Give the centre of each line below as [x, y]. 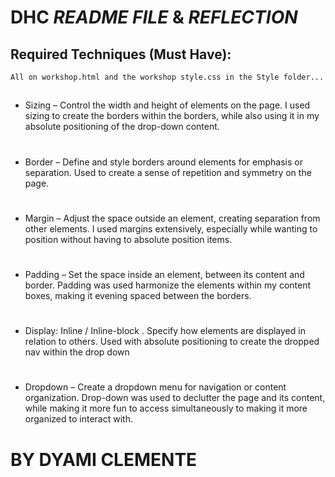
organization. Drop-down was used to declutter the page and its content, [175, 398]
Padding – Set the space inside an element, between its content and [164, 274]
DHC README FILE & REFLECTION [154, 17]
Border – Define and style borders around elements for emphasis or [163, 162]
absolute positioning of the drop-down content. [122, 127]
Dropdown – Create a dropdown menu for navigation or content [155, 387]
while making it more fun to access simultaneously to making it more [166, 408]
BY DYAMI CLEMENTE [104, 459]
